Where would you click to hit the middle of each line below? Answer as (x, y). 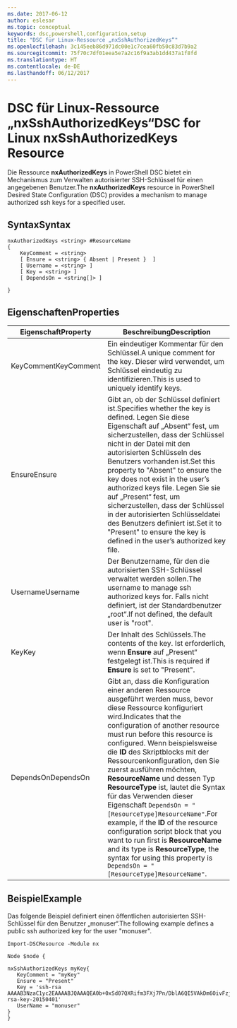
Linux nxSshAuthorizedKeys (93, 138)
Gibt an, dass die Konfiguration (158, 681)
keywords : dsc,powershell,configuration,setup (77, 34)
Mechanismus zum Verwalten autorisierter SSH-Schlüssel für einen (105, 180)
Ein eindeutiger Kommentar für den (165, 344)
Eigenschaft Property (56, 332)
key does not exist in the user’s (158, 479)
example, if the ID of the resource (162, 822)
